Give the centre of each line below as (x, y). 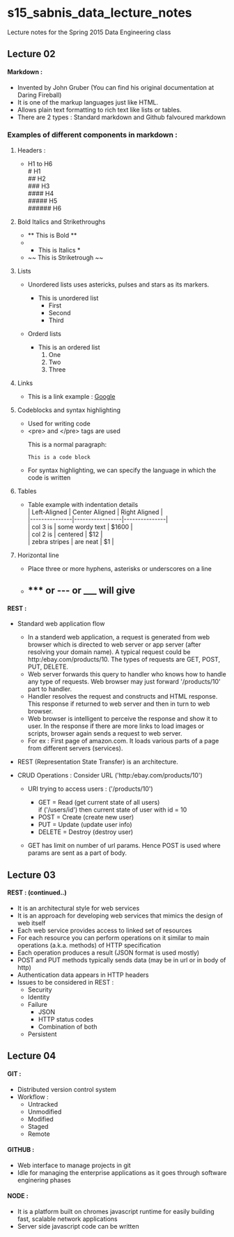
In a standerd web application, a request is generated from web (119, 637)
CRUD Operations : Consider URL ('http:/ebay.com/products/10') (110, 775)
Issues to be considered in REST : (65, 982)
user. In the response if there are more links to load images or (116, 726)
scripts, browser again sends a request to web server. (105, 734)
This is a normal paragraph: (67, 444)
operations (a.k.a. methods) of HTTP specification (89, 946)
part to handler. (49, 689)
